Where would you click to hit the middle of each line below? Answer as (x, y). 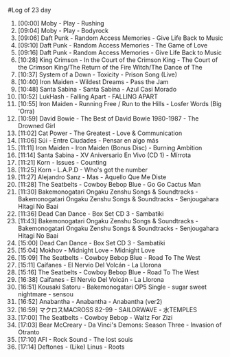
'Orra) (26, 111)
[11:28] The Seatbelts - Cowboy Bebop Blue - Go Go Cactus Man (109, 184)
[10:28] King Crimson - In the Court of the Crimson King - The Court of (118, 60)
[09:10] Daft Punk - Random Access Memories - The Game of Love (113, 45)
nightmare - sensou (46, 294)
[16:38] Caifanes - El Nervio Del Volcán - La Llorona (91, 279)
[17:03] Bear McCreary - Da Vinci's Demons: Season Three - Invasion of (120, 325)
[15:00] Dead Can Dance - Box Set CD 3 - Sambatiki (91, 243)
